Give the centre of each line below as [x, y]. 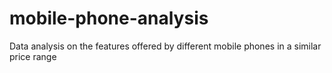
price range [33, 56]
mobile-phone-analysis [109, 18]
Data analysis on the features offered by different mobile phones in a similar [165, 46]
